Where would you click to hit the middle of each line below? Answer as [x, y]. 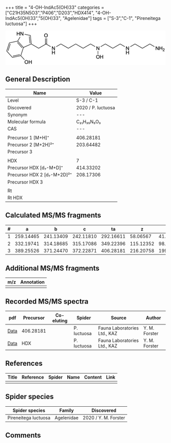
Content [93, 377]
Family [66, 410]
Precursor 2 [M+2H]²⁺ [31, 145]
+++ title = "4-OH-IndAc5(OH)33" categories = [55, 7]
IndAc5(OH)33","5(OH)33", [34, 18]
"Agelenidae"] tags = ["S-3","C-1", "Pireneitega [112, 18]
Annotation [32, 282]
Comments [23, 436]
